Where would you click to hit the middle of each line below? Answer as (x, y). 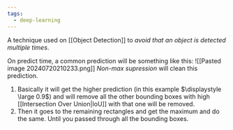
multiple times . (28, 47)
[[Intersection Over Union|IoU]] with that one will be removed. (106, 104)
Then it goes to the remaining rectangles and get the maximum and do (118, 111)
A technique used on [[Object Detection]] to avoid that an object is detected (117, 40)
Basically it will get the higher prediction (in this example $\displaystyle (119, 89)
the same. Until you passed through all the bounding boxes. (103, 118)
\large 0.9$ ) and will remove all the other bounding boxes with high (114, 96)
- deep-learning (37, 20)
